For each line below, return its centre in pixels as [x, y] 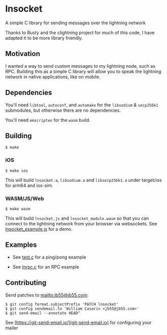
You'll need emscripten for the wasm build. [48, 120]
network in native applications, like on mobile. [53, 77]
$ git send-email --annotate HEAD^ [43, 313]
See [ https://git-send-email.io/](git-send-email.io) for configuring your [78, 322]
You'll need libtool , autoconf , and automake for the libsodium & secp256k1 [82, 105]
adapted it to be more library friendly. [44, 38]
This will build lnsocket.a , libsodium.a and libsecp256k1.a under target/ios [83, 180]
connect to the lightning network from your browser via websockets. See [81, 223]
